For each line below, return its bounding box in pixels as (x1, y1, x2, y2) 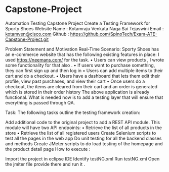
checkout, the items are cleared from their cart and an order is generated (5, 83, 158, 89)
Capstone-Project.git (5, 36, 49, 42)
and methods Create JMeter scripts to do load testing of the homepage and (5, 140, 163, 147)
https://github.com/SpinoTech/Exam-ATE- (70, 31, 158, 37)
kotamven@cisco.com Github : (5, 31, 69, 37)
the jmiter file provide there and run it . (5, 161, 86, 167)
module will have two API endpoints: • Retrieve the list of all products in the (5, 125, 162, 131)
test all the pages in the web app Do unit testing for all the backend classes (5, 135, 162, 141)
